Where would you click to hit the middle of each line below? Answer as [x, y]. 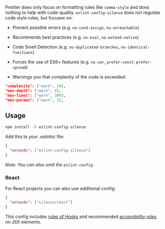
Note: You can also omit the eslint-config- [50, 164]
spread [19, 67]
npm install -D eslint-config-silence [45, 127]
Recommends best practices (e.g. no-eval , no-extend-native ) [75, 37]
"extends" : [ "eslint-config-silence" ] [50, 150]
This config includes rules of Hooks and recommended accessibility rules [81, 216]
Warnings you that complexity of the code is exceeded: [69, 77]
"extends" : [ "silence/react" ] [41, 202]
